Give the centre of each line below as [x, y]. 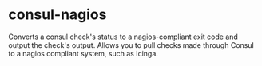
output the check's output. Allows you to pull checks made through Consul [131, 45]
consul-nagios [58, 15]
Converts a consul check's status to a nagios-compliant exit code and [123, 37]
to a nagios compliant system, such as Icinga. [83, 53]
